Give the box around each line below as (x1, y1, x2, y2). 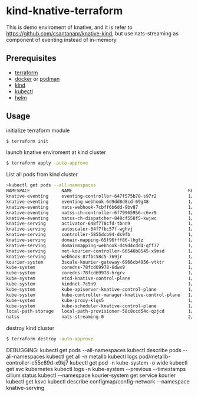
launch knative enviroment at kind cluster (6, 149, 106, 156)
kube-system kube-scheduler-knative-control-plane (6, 303, 157, 309)
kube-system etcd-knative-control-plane (6, 275, 131, 281)
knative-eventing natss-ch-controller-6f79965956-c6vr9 (6, 209, 157, 216)
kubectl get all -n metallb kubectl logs (46, 353, 138, 360)
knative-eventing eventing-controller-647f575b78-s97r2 (6, 193, 157, 199)
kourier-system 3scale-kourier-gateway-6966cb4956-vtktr (6, 259, 165, 265)
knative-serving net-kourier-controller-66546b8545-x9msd (6, 248, 165, 254)
